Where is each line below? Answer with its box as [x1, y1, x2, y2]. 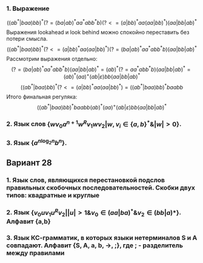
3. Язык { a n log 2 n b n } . [6, 137, 67, 147]
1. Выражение [6, 4, 50, 13]
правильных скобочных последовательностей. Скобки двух [6, 183, 196, 192]
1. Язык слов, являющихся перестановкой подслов [6, 176, 165, 184]
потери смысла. [6, 35, 48, 42]
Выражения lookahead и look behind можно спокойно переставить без [6, 29, 190, 36]
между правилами [6, 249, 65, 258]
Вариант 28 [6, 157, 53, 168]
